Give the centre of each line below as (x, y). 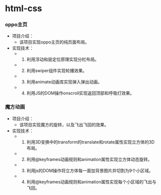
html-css (24, 9)
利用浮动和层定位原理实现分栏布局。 (63, 59)
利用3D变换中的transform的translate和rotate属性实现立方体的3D (90, 142)
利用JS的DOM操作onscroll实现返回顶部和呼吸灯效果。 (80, 93)
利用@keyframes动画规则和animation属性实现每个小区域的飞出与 (91, 182)
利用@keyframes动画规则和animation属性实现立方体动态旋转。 (89, 159)
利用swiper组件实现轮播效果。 (57, 71)
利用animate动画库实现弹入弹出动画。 (64, 82)
